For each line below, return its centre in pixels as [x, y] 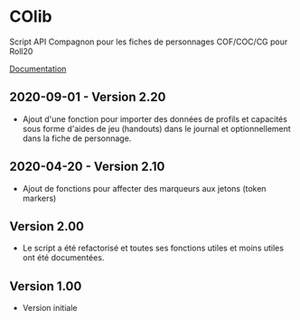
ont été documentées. [63, 258]
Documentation [38, 69]
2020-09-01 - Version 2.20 [88, 97]
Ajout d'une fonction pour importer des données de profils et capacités [155, 118]
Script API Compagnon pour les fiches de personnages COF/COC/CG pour [149, 42]
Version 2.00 [47, 226]
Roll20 [21, 51]
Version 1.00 [46, 286]
